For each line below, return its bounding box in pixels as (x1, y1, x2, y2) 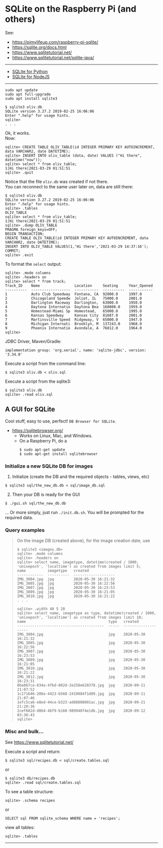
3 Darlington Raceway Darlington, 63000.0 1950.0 (5, 300, 142, 305)
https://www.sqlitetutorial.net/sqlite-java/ (12, 54, 95, 60)
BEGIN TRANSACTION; (5, 231, 45, 236)
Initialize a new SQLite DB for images (5, 462, 93, 469)
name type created (16, 620, 139, 624)
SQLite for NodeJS (12, 74, 50, 80)
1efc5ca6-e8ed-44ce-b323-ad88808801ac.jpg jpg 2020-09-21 (16, 700, 146, 705)
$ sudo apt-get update (19, 447, 65, 452)
